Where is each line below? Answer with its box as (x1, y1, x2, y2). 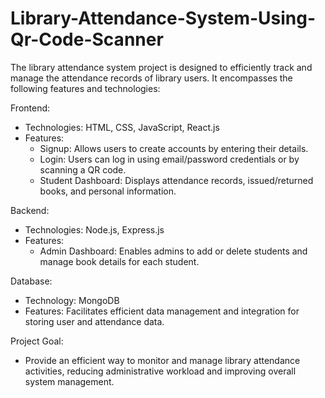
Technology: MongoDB (24, 294, 120, 306)
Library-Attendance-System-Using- (10, 7, 317, 30)
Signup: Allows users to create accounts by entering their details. (39, 142, 309, 154)
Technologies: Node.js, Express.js (24, 223, 165, 236)
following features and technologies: (10, 82, 161, 94)
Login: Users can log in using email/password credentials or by (39, 153, 300, 165)
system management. (24, 375, 115, 387)
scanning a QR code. (39, 163, 127, 176)
